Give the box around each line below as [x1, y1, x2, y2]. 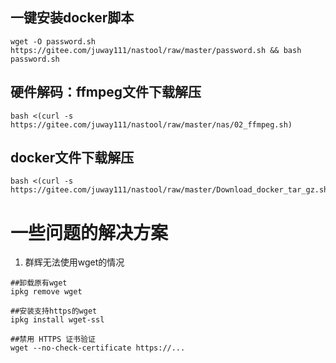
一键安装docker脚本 [10, 9, 135, 27]
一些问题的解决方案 [10, 221, 169, 244]
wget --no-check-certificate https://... [10, 343, 186, 353]
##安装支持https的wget [10, 306, 98, 317]
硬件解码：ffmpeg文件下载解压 [10, 84, 202, 101]
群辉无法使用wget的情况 [24, 256, 125, 268]
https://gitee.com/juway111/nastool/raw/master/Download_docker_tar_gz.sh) [10, 185, 333, 195]
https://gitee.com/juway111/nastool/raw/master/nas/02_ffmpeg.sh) [10, 119, 293, 130]
